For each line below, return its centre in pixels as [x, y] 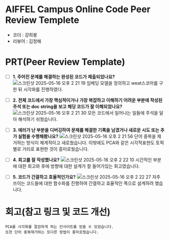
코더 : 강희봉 [25, 35]
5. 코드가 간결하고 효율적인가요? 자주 [87, 177]
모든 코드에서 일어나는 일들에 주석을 [123, 113]
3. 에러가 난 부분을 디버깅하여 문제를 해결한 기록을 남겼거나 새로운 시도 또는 [86, 130]
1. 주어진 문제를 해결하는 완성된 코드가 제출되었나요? [64, 77]
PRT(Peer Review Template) [65, 62]
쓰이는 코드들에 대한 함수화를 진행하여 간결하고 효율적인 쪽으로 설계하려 [83, 183]
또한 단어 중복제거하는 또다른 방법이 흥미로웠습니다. [52, 232]
